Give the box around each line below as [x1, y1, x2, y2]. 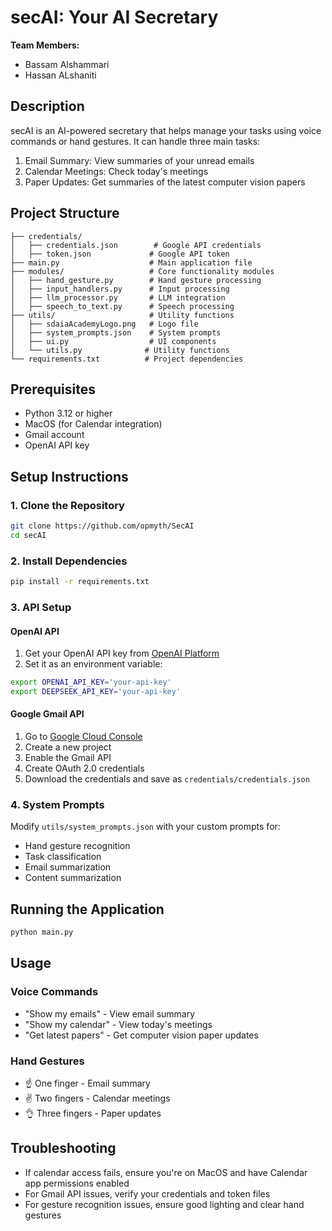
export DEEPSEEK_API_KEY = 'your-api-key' [10, 686, 182, 696]
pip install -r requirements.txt [10, 577, 150, 587]
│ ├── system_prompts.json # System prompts [10, 327, 222, 338]
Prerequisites [10, 381, 96, 398]
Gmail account [24, 429, 85, 441]
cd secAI [10, 530, 47, 540]
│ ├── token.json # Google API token [10, 249, 230, 259]
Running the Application [10, 901, 165, 918]
